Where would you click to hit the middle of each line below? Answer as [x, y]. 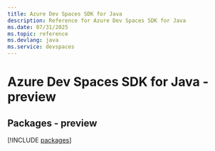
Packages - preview [52, 123]
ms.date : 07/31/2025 [38, 27]
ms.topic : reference [38, 34]
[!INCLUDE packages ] [40, 140]
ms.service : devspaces [41, 47]
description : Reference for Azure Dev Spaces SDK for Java [97, 21]
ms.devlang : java [33, 40]
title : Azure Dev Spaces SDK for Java [65, 14]
